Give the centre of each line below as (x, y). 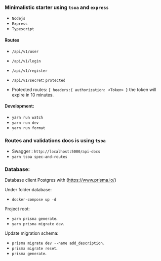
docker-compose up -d (34, 200)
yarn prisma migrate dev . (38, 224)
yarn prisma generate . (35, 218)
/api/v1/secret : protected (39, 80)
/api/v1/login (26, 61)
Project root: (17, 209)
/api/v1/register (30, 71)
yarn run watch (27, 117)
